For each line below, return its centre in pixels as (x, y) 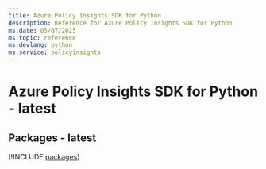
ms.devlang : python (40, 45)
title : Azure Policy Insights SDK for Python (85, 15)
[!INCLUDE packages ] (44, 157)
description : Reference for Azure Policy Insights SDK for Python (120, 23)
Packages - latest (52, 138)
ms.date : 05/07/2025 (42, 30)
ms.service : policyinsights (55, 52)
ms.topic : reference (42, 38)
